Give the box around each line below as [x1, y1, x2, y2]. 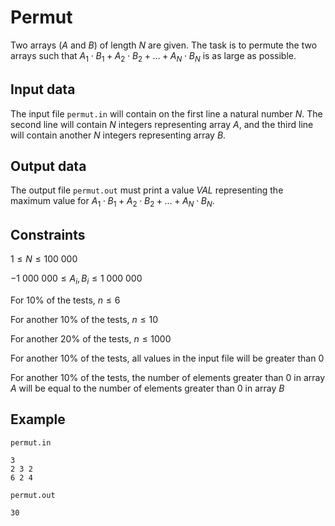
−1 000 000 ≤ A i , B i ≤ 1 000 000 [10, 272, 143, 286]
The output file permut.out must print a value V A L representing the [10, 184, 284, 196]
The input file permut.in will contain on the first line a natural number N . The [10, 107, 323, 120]
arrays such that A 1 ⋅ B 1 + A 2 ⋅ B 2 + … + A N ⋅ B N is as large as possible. [10, 49, 297, 64]
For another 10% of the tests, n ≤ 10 [10, 313, 158, 325]
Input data [10, 81, 76, 98]
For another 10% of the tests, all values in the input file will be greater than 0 [10, 352, 325, 364]
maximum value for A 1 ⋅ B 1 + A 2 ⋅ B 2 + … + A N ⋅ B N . [10, 195, 215, 210]
